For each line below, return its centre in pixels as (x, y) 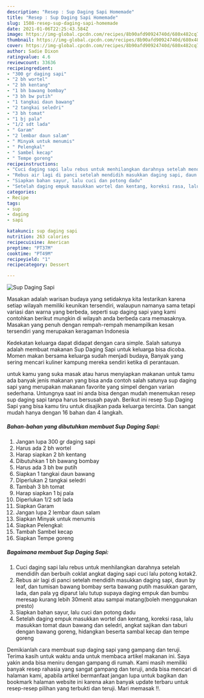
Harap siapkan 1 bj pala (45, 493)
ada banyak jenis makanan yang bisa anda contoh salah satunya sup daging (102, 380)
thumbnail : (21, 40)
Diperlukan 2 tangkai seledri (51, 480)
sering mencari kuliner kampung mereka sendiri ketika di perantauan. (94, 362)
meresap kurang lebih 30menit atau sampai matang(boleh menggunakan (106, 599)
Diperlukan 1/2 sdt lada (44, 499)
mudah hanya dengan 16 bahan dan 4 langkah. (65, 413)
